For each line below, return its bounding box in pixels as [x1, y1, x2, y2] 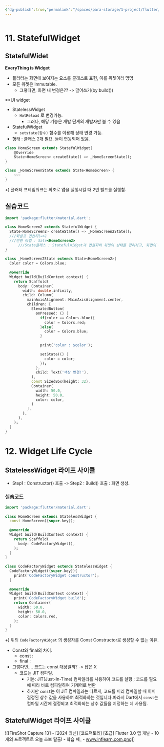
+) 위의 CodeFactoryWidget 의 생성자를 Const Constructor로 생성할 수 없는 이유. [5, 637, 159, 643]
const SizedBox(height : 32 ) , [31, 379, 91, 384]
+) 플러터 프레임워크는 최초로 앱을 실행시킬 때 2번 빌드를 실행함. [5, 186, 127, 192]
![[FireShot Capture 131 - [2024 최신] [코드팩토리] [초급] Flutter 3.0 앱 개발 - [5, 730, 154, 736]
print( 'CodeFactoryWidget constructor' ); [14, 573, 99, 578]
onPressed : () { [36, 311, 69, 316]
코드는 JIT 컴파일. [19, 670, 54, 676]
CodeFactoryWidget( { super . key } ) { [9, 569, 78, 573]
